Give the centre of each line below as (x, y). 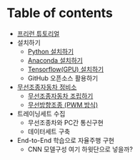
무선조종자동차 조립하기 (60, 96)
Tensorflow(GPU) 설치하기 (66, 69)
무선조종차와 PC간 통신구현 (66, 122)
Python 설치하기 (51, 51)
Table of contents (60, 13)
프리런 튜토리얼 (38, 33)
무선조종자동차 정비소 (47, 87)
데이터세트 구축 (49, 131)
